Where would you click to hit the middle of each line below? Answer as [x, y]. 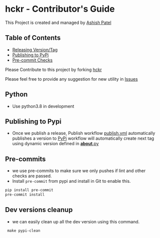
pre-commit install [25, 195]
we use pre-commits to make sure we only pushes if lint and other [79, 171]
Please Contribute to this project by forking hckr [53, 69]
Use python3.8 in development [43, 106]
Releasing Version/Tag [35, 49]
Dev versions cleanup [39, 210]
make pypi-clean [24, 231]
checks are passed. [32, 176]
